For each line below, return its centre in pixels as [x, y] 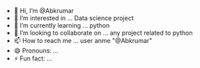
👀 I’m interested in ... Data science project [74, 18]
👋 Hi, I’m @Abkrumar [44, 11]
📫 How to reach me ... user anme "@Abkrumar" [83, 41]
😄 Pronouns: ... [36, 51]
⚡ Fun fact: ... [33, 58]
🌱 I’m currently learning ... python [62, 25]
